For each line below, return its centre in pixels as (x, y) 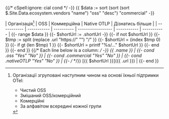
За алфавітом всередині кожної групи (61, 106)
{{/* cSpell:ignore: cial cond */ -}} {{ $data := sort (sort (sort (67, 8)
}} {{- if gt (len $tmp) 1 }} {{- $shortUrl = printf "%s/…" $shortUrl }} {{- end (82, 44)
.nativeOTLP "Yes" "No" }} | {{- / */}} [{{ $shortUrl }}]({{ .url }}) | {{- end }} (82, 60)
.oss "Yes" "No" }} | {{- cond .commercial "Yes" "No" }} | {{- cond (73, 55)
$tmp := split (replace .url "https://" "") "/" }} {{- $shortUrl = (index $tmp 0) (83, 39)
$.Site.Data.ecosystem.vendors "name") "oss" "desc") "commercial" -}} (80, 13)
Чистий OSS (33, 90)
